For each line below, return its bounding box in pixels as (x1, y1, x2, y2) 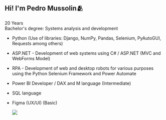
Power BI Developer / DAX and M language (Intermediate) (12, 80, 131, 86)
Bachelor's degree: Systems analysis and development (5, 25, 118, 31)
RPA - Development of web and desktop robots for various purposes (12, 65, 154, 71)
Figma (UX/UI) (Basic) (12, 99, 58, 105)
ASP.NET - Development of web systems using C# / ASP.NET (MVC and (12, 50, 161, 56)
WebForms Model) (12, 55, 51, 61)
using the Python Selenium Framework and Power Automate (12, 70, 136, 76)
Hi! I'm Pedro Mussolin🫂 (5, 4, 84, 13)
